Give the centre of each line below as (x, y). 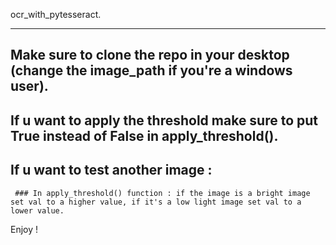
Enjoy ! (24, 229)
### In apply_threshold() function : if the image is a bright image (162, 193)
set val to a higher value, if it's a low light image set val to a (156, 202)
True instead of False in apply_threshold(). (144, 135)
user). (29, 86)
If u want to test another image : (111, 170)
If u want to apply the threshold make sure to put (164, 120)
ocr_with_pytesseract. (56, 14)
